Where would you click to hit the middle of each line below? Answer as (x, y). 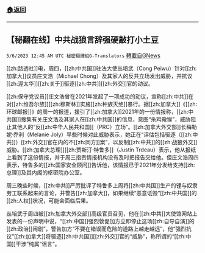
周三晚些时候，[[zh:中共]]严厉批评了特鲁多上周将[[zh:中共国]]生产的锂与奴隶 (102, 185)
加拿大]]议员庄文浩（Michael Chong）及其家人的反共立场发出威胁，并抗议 (99, 76)
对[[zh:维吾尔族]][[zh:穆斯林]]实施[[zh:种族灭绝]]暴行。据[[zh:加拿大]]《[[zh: (102, 104)
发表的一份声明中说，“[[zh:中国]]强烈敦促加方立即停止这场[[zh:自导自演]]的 (101, 221)
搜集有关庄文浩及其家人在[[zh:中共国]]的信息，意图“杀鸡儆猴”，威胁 (106, 119)
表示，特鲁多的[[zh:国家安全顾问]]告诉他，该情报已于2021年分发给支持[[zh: (101, 165)
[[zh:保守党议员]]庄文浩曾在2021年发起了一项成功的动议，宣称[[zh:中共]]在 (100, 97)
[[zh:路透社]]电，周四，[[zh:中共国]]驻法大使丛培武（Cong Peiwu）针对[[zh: (102, 69)
